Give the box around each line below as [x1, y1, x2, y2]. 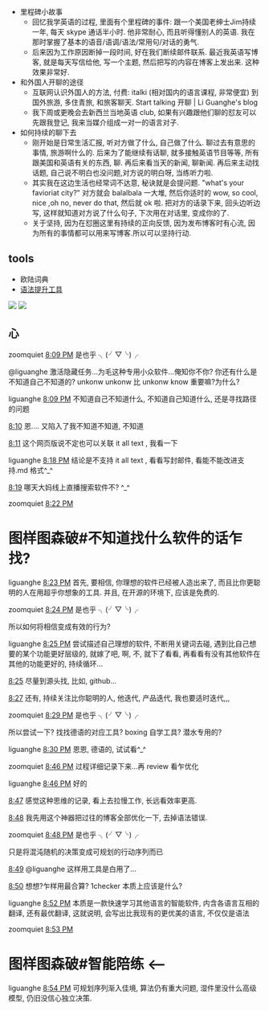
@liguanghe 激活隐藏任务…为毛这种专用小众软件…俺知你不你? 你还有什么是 [8, 367, 258, 376]
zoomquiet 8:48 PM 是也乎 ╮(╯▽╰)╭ [8, 829, 139, 839]
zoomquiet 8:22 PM [8, 498, 74, 508]
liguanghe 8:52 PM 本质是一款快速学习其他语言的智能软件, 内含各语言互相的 [8, 898, 259, 907]
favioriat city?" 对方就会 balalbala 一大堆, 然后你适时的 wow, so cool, [31, 188, 259, 197]
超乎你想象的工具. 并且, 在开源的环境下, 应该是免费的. [43, 587, 219, 597]
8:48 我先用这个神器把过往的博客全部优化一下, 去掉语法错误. [8, 812, 208, 822]
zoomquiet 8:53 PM [8, 924, 74, 934]
